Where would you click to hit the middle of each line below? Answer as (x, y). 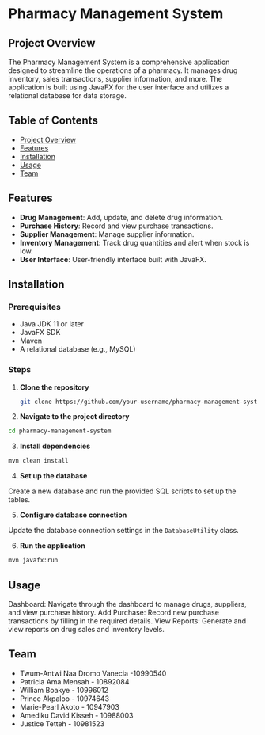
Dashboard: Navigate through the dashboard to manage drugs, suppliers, (127, 604)
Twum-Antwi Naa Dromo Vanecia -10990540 (93, 673)
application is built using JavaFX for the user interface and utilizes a (119, 87)
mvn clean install (38, 461)
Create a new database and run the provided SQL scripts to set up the (122, 491)
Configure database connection (73, 515)
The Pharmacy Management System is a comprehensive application (119, 62)
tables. (19, 500)
